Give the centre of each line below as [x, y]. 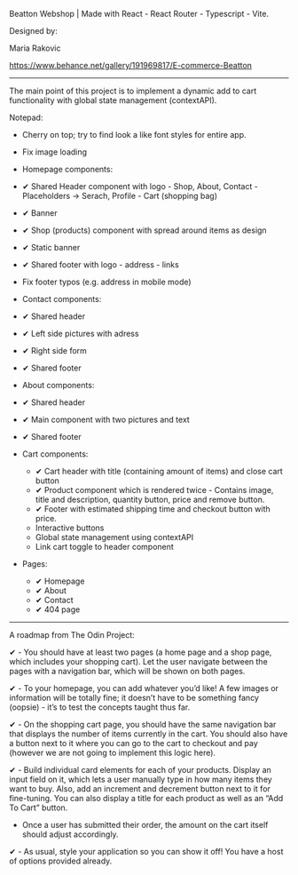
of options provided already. [61, 861]
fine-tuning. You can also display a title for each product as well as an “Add [146, 798]
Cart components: [55, 454]
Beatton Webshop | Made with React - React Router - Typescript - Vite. [139, 14]
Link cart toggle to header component [105, 547]
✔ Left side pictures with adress [80, 334]
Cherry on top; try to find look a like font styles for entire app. [134, 135]
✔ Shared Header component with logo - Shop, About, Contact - [140, 186]
